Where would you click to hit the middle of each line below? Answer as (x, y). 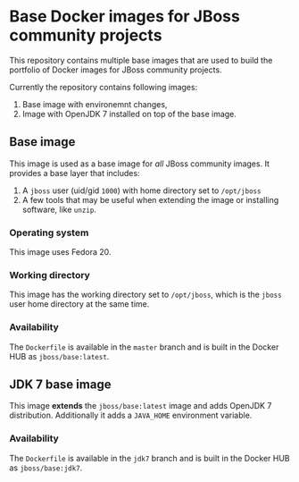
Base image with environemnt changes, (95, 104)
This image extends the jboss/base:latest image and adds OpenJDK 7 (141, 406)
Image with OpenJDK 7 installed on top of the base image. (129, 114)
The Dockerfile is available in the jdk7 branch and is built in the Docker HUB (149, 458)
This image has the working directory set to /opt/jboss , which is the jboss (146, 295)
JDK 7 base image (60, 385)
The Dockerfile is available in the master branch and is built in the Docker (144, 347)
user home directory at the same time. (79, 304)
